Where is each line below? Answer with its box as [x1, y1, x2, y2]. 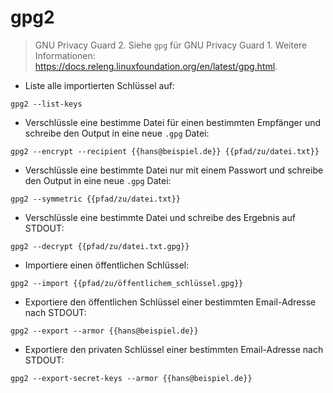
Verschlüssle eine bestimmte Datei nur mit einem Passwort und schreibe [24, 164, 324, 176]
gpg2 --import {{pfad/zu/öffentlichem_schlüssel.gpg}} [10, 278, 244, 288]
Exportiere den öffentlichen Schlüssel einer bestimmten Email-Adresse [24, 296, 317, 308]
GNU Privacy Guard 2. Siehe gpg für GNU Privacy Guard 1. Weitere [34, 39, 308, 51]
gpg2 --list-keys [10, 99, 83, 109]
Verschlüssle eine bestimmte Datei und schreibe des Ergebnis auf [24, 211, 296, 223]
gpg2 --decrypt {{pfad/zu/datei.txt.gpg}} [10, 241, 190, 251]
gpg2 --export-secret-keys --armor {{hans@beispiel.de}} [10, 373, 253, 383]
